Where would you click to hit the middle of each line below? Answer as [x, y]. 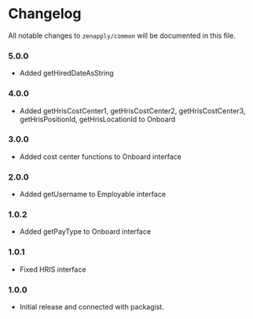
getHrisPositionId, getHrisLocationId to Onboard [97, 119]
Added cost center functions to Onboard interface [101, 156]
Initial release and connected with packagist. [92, 307]
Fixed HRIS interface [53, 269]
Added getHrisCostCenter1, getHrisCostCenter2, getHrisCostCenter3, [132, 110]
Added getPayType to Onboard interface [85, 232]
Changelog [45, 14]
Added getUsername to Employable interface [93, 195]
